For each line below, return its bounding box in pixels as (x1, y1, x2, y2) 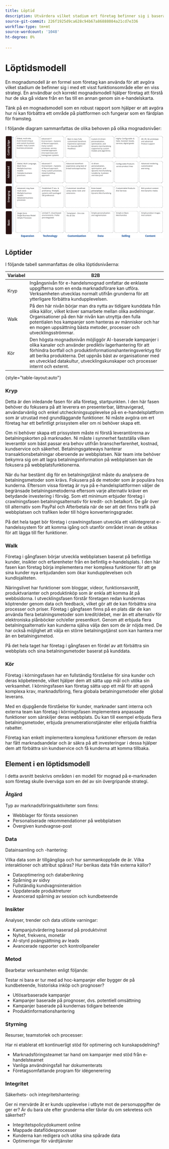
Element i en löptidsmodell (5, 760, 90, 768)
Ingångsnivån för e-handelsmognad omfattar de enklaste (29, 280, 148, 286)
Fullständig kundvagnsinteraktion (12, 882, 81, 889)
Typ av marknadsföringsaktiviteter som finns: (5, 802, 99, 808)
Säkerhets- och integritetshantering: (5, 1092, 80, 1098)
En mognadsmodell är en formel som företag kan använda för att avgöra (5, 79, 154, 85)
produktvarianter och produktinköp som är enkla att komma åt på (5, 590, 140, 596)
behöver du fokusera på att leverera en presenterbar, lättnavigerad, (5, 403, 145, 410)
